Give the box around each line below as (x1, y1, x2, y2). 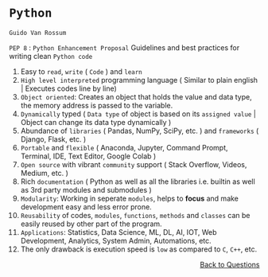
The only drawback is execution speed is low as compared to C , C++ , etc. (20, 244, 258, 254)
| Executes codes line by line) (20, 84, 118, 93)
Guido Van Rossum (9, 29, 67, 37)
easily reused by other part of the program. (20, 219, 162, 228)
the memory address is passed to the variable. (20, 100, 173, 110)
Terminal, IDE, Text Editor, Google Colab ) (20, 151, 157, 161)
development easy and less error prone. (20, 201, 152, 212)
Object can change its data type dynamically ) (20, 117, 172, 127)
